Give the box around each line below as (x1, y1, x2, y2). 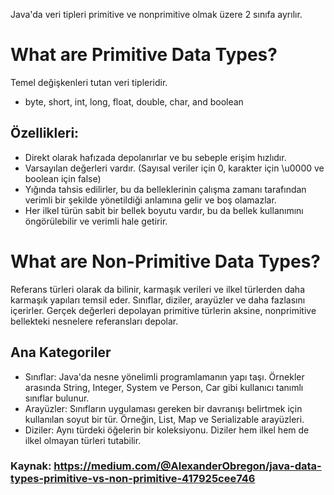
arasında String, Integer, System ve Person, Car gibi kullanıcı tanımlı (24, 381, 304, 393)
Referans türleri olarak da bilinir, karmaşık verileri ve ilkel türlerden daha (10, 283, 306, 295)
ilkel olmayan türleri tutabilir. (24, 434, 142, 446)
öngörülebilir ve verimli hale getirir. (24, 215, 168, 227)
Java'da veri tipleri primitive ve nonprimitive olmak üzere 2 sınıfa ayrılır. (10, 9, 303, 20)
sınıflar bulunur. (24, 392, 90, 404)
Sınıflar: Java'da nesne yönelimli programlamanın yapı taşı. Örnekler (24, 370, 305, 383)
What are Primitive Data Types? (10, 44, 278, 66)
